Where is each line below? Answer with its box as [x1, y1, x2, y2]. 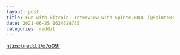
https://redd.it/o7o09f [6, 42, 61, 50]
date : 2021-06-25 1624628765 [6, 20, 80, 26]
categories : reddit [6, 25, 56, 32]
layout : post [6, 8, 39, 15]
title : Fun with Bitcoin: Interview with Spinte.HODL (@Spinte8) [6, 15, 175, 21]
